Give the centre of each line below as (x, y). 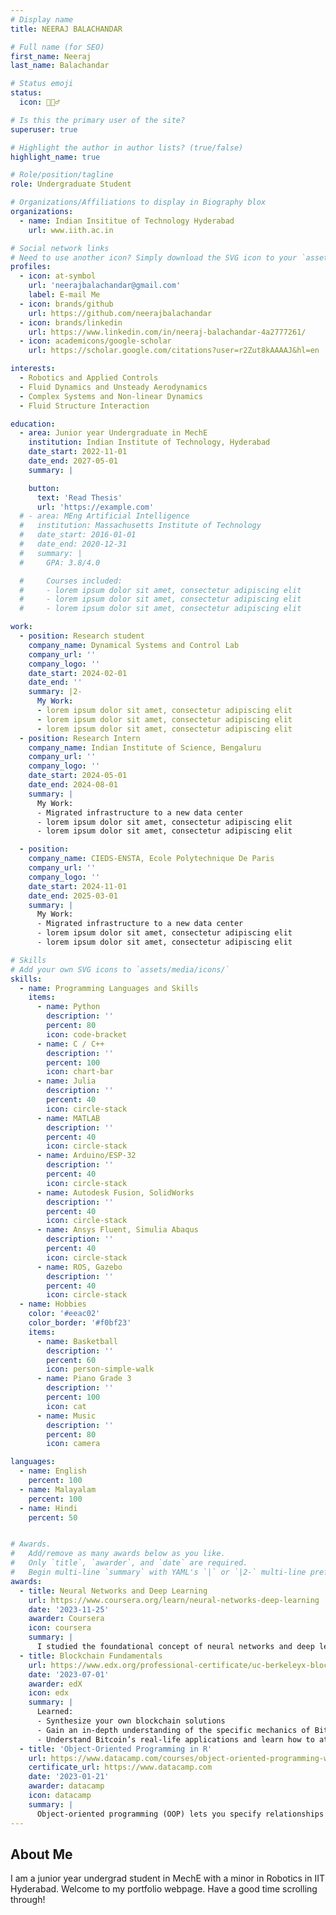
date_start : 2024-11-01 (78, 886)
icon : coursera (60, 1628)
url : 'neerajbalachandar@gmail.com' (105, 286)
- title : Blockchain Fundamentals (91, 1656)
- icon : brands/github (66, 304)
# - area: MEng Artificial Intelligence (104, 516)
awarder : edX (55, 1684)
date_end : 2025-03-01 (73, 896)
